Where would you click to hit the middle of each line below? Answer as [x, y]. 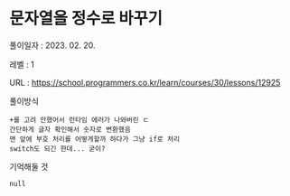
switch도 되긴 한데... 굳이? [57, 149]
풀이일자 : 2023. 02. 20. [53, 45]
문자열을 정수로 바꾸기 [86, 19]
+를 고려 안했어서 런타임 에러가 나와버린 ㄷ [80, 120]
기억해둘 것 [29, 166]
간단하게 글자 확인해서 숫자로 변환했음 [70, 129]
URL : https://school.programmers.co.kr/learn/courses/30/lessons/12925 [145, 82]
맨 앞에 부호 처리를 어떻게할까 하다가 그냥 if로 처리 [95, 139]
